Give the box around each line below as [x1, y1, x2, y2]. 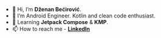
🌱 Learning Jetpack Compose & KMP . [12, 19, 108, 25]
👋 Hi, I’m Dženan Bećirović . [12, 6, 81, 13]
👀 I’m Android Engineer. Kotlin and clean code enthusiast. [12, 12, 156, 19]
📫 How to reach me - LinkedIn [12, 25, 90, 33]
